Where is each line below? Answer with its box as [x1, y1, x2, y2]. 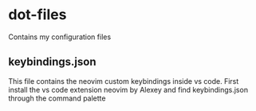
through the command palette [8, 93, 106, 103]
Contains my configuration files [8, 32, 112, 42]
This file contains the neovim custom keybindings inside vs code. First [8, 76, 239, 85]
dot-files [8, 6, 67, 24]
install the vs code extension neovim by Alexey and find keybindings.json [8, 85, 249, 94]
